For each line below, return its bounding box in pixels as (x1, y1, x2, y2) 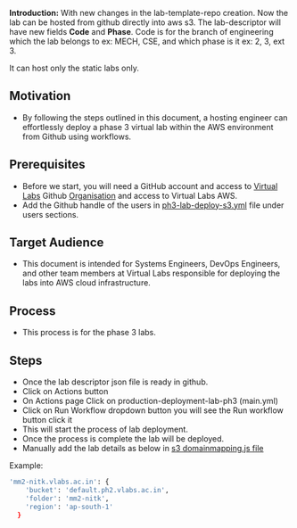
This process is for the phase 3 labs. (21, 327, 156, 338)
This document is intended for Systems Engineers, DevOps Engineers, (21, 259, 281, 269)
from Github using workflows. (21, 131, 132, 142)
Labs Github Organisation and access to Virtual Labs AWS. (21, 190, 238, 201)
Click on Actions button (21, 386, 109, 397)
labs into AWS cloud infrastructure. (21, 277, 152, 288)
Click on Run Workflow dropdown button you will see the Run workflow (21, 405, 284, 416)
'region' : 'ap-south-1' (25, 502, 114, 511)
